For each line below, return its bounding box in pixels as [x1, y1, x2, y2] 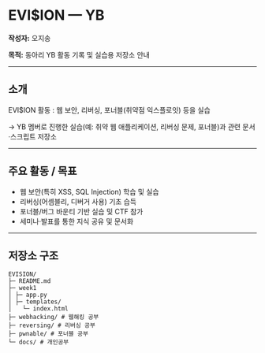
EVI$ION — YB [8, 6, 105, 24]
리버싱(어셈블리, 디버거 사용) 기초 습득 [19, 196, 136, 206]
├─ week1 [8, 284, 37, 292]
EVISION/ [8, 270, 37, 278]
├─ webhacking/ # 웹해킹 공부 [8, 314, 99, 321]
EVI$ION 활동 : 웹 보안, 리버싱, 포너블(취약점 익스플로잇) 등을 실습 [8, 105, 211, 114]
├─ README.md [8, 277, 51, 285]
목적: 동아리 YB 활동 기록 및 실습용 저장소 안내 [8, 50, 150, 59]
